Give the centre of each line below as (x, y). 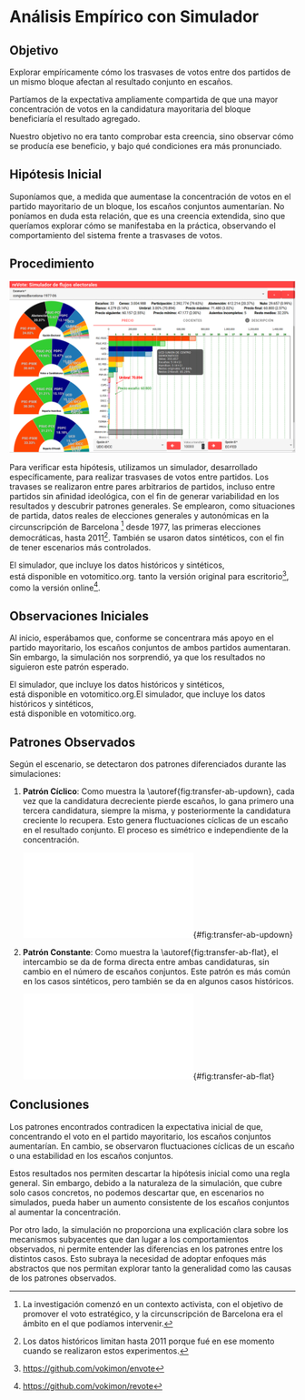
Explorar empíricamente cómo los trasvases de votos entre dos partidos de (150, 72)
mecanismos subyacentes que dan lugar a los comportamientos (129, 1239)
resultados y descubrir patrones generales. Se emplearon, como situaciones (152, 506)
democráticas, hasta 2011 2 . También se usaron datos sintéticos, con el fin (147, 537)
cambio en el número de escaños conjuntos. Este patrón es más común (156, 972)
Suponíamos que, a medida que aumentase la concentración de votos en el (150, 196)
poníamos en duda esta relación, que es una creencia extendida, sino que (148, 216)
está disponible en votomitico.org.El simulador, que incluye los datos (138, 694)
